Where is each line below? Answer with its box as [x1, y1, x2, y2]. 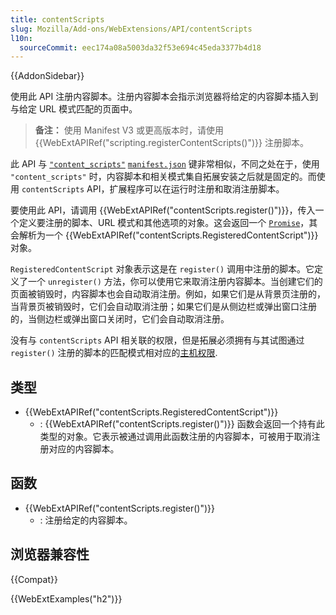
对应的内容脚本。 [48, 443, 120, 455]
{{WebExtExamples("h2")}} [10, 592, 123, 605]
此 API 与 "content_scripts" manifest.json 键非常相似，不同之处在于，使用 [10, 158, 320, 170]
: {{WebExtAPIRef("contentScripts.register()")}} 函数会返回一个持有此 [39, 418, 325, 430]
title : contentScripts [10, 14, 105, 25]
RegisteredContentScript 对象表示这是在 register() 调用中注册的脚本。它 [10, 263, 315, 275]
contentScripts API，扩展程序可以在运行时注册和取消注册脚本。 [21, 183, 285, 195]
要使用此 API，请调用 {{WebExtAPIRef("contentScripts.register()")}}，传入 [10, 204, 316, 216]
